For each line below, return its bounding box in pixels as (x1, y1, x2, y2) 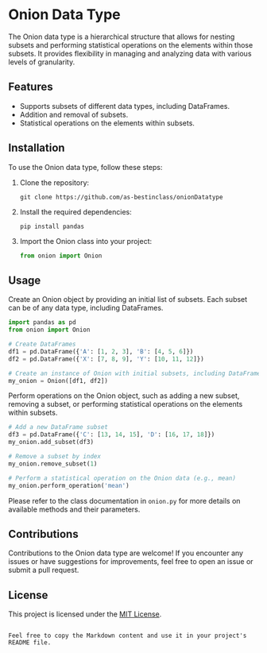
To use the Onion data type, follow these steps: (8, 162, 163, 172)
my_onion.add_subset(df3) (8, 439, 94, 446)
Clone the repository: (19, 177, 90, 187)
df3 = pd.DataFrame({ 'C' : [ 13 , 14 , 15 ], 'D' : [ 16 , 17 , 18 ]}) (8, 431, 215, 439)
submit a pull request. (8, 566, 79, 575)
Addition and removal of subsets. (19, 110, 129, 119)
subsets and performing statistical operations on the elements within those (8, 40, 253, 49)
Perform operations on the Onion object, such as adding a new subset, (8, 391, 240, 400)
